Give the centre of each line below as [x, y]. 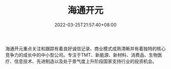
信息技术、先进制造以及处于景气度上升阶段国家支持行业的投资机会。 [85, 61]
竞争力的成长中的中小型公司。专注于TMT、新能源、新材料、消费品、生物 [81, 55]
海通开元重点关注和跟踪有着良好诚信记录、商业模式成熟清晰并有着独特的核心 [85, 48]
